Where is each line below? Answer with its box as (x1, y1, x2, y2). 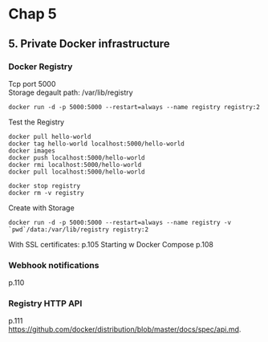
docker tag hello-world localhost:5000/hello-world (8, 140, 185, 148)
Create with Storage (8, 202, 75, 213)
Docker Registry (8, 61, 73, 72)
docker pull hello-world (8, 132, 91, 140)
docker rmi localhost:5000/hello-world (8, 161, 142, 169)
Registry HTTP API (8, 298, 83, 309)
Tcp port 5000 (8, 79, 56, 88)
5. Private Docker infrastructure (8, 37, 170, 51)
